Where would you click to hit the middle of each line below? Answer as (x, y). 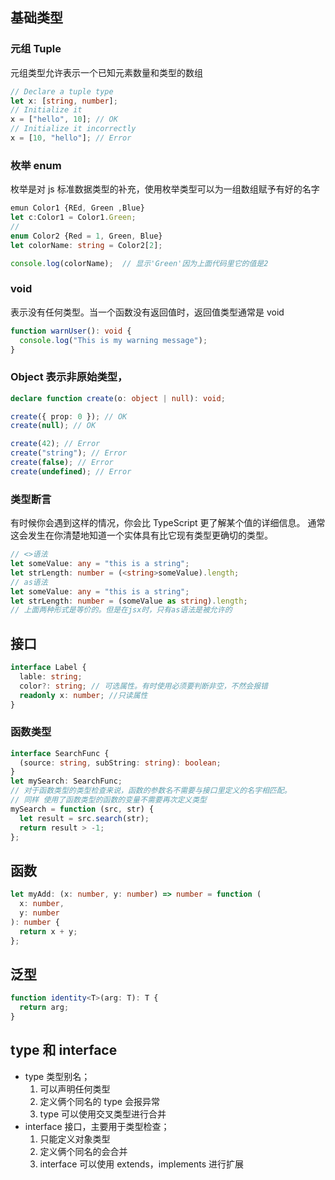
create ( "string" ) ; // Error (69, 453)
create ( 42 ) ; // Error (55, 444)
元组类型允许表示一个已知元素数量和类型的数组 (106, 72)
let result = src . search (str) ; (84, 818)
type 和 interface (64, 1050)
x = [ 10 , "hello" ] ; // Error (71, 138)
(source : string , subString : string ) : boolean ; (120, 763)
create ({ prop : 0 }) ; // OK (69, 416)
